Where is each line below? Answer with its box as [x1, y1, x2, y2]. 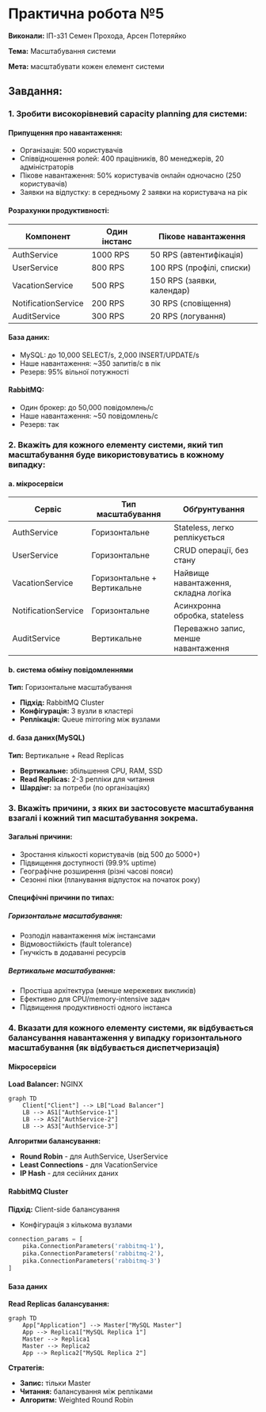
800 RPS [91, 262, 125, 273]
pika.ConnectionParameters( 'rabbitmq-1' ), [22, 1243, 165, 1250]
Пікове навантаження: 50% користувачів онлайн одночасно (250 [19, 171, 241, 181]
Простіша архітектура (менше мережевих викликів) [19, 986, 196, 995]
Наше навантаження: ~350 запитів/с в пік [19, 358, 161, 368]
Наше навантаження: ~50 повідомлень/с [19, 411, 158, 421]
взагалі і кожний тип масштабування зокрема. [8, 813, 199, 824]
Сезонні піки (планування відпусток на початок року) [19, 874, 200, 884]
